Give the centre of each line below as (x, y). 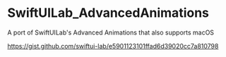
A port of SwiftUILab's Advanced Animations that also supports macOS (111, 32)
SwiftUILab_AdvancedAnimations (108, 13)
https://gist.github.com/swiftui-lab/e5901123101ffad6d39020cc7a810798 (113, 46)
